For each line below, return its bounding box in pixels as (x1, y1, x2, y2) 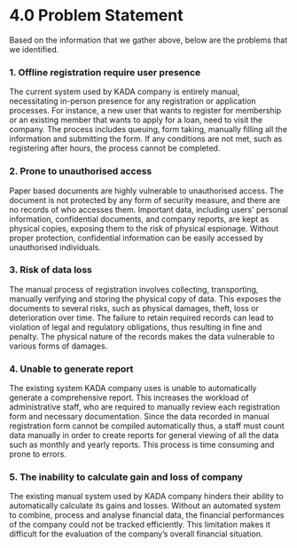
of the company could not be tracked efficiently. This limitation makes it (9, 520, 270, 530)
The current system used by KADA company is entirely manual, (9, 86, 241, 98)
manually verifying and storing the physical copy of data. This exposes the (9, 294, 282, 304)
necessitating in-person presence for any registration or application (9, 96, 256, 106)
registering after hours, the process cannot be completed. (9, 143, 221, 153)
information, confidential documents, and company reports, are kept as (9, 214, 270, 224)
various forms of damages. (9, 341, 108, 351)
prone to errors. (9, 449, 66, 459)
